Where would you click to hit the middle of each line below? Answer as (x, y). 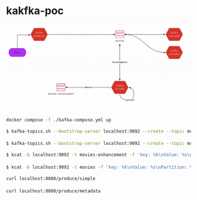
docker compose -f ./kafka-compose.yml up (59, 120)
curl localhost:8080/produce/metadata (53, 191)
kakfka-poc (35, 11)
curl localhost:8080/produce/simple (51, 178)
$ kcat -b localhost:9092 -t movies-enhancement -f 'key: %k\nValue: (93, 155)
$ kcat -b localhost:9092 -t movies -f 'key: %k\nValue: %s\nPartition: (97, 167)
